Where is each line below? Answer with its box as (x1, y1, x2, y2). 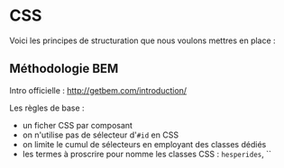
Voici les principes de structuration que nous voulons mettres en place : (9, 35, 277, 46)
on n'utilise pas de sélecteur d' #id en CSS (22, 129, 179, 140)
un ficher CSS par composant (22, 119, 133, 130)
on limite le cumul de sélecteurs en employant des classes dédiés (22, 138, 267, 149)
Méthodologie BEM (9, 61, 119, 76)
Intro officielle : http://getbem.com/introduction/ (9, 84, 188, 95)
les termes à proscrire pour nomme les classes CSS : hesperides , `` (22, 148, 272, 159)
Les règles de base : (9, 102, 85, 113)
